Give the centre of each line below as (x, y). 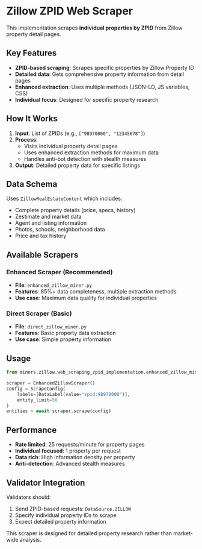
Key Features (32, 53)
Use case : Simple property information (63, 339)
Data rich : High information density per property (75, 457)
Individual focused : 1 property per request (68, 451)
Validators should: (29, 497)
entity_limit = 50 (38, 400)
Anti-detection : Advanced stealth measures (70, 464)
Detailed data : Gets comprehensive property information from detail (99, 74)
